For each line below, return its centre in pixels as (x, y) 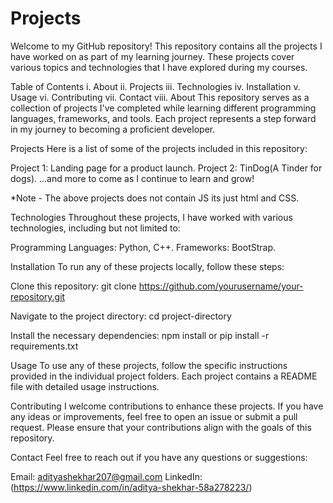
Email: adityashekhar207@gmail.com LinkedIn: (106, 476)
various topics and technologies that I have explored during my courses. (159, 67)
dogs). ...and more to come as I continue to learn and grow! (132, 178)
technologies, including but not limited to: (95, 228)
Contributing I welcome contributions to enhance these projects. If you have (167, 406)
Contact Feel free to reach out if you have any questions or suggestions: (159, 457)
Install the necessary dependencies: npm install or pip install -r (140, 335)
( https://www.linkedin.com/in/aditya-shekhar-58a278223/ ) (131, 487)
